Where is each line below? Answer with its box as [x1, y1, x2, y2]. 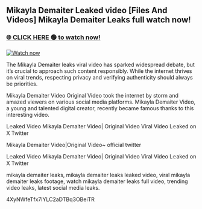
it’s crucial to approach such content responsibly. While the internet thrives [6, 67, 192, 75]
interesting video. [6, 111, 50, 118]
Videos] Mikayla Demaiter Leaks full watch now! [6, 15, 191, 25]
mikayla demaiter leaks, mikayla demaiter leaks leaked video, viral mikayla [6, 171, 191, 178]
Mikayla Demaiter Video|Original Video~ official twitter [6, 141, 142, 148]
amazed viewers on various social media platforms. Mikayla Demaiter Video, [6, 98, 196, 105]
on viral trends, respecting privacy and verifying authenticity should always [6, 73, 193, 81]
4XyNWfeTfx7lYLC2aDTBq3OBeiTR [6, 196, 95, 203]
